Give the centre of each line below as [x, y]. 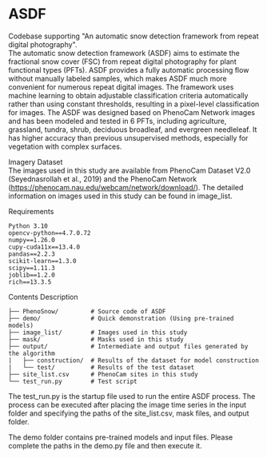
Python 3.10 [28, 226]
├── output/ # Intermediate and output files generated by [128, 346]
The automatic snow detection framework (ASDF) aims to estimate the [124, 53]
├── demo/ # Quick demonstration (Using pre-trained [121, 318]
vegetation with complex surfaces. [65, 146]
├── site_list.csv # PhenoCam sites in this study [103, 374]
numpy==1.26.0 [32, 240]
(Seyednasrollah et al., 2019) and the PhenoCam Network [103, 179]
